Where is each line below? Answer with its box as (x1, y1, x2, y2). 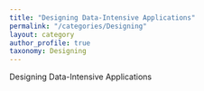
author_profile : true (9, 38, 91, 48)
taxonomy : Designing (9, 47, 88, 56)
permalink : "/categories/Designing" (9, 22, 147, 31)
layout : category (9, 30, 75, 39)
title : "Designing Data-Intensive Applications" (9, 13, 196, 23)
